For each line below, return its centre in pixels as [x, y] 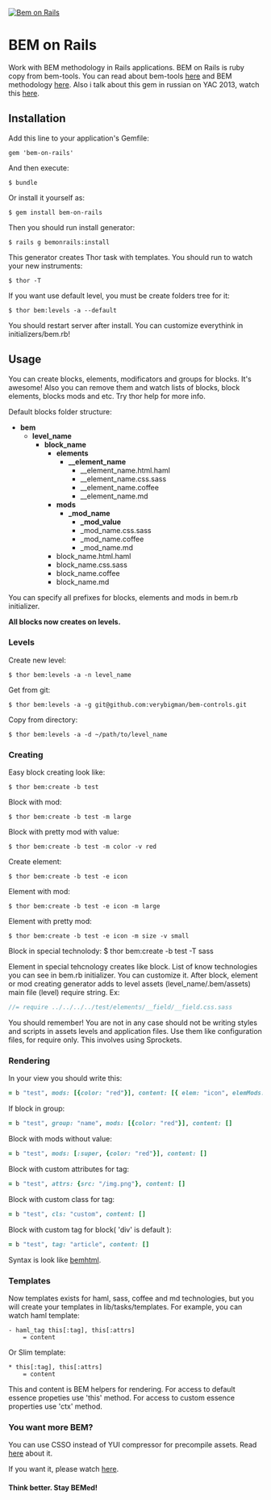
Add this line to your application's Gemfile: [79, 138]
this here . [24, 93]
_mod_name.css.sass [116, 530]
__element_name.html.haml [125, 470]
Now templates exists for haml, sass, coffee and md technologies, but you [131, 1298]
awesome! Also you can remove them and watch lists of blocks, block [124, 387]
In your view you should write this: [65, 1078]
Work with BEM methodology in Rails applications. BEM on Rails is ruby [126, 67]
